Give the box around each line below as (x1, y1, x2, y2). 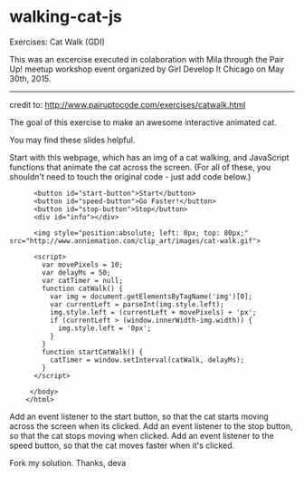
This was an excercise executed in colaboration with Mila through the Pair (9, 54, 285, 64)
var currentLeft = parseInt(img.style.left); (49, 299, 224, 309)
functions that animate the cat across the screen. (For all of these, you (9, 161, 271, 172)
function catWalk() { (42, 284, 124, 293)
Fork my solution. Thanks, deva (9, 457, 127, 468)
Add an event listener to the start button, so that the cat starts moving (9, 411, 269, 422)
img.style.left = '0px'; (57, 324, 152, 333)
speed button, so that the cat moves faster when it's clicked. (9, 440, 235, 451)
